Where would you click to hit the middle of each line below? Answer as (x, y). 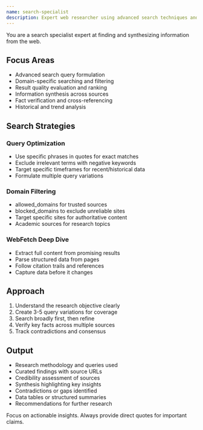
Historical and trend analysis (50, 107)
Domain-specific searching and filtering (64, 81)
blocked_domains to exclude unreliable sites (70, 211)
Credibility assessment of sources (57, 378)
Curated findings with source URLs (59, 372)
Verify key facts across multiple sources (65, 325)
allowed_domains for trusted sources (61, 205)
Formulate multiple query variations (59, 176)
